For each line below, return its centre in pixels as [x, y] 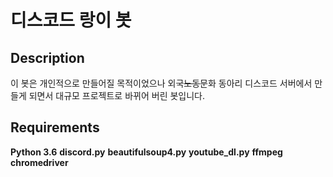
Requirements [55, 127]
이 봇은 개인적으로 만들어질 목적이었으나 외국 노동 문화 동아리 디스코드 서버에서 [161, 83]
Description [47, 57]
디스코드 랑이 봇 [71, 20]
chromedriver [39, 162]
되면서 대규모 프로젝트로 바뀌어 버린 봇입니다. [117, 95]
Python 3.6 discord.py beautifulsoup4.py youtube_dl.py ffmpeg [146, 152]
